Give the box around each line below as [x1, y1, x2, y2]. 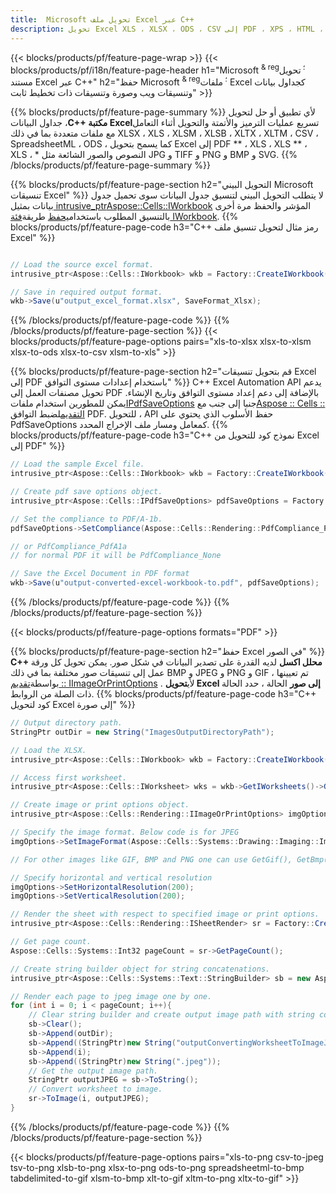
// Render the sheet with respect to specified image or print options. [10, 909, 320, 920]
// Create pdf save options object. [10, 487, 163, 497]
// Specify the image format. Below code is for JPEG [10, 827, 240, 838]
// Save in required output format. [10, 287, 163, 297]
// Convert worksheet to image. [28, 1084, 163, 1095]
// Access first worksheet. [10, 772, 128, 783]
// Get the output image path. [28, 1066, 159, 1076]
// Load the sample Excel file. [10, 459, 145, 470]
